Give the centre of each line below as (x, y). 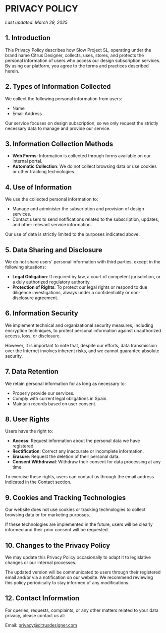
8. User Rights (27, 419)
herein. (12, 71)
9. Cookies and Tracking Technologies (66, 497)
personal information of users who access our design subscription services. (83, 61)
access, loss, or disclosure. (33, 336)
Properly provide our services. (43, 393)
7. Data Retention (32, 372)
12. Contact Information (42, 598)
